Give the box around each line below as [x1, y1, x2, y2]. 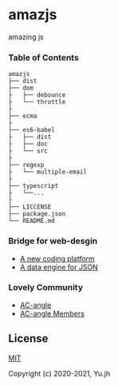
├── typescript [8, 182, 59, 190]
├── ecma [8, 112, 37, 121]
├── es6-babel [8, 126, 56, 134]
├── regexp [8, 161, 45, 169]
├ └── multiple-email [8, 168, 88, 177]
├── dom [8, 84, 34, 93]
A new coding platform [19, 253, 96, 263]
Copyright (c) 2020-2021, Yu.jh [8, 368, 111, 378]
